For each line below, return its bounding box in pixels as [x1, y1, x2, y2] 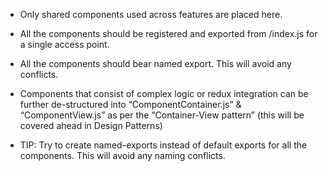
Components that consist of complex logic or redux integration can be [19, 88, 309, 99]
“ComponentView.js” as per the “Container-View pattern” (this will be [19, 109, 305, 121]
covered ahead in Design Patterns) [19, 120, 163, 131]
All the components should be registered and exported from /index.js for [19, 28, 318, 39]
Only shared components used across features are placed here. [19, 9, 283, 20]
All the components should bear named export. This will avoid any [19, 58, 292, 69]
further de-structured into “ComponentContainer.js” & [19, 99, 242, 110]
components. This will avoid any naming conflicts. [19, 150, 226, 161]
